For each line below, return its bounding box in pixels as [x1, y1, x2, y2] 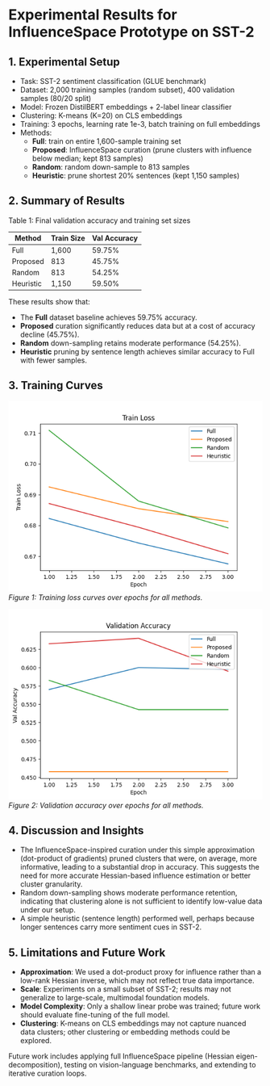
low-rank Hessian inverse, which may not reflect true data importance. [19, 975, 255, 986]
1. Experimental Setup [8, 55, 121, 69]
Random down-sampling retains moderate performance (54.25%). [19, 338, 242, 348]
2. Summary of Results [8, 194, 125, 208]
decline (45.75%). [19, 329, 80, 339]
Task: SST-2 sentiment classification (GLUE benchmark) [19, 77, 207, 86]
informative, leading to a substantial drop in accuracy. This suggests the [19, 862, 260, 872]
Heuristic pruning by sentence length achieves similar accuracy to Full [19, 346, 255, 356]
